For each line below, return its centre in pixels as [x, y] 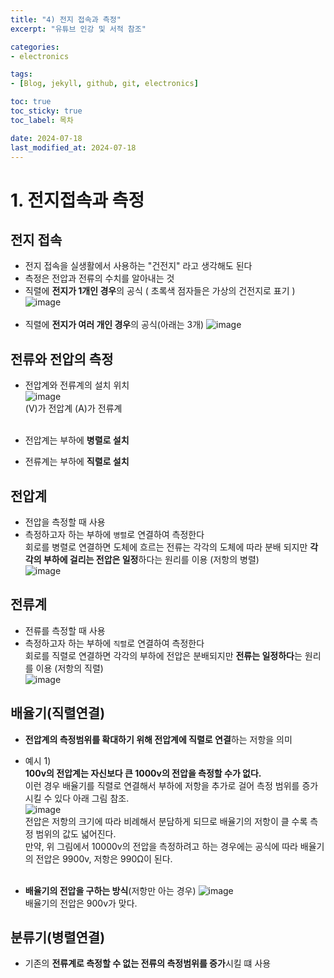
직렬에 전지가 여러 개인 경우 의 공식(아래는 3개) [114, 325]
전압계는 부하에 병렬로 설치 [77, 440]
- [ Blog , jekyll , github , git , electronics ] [104, 84]
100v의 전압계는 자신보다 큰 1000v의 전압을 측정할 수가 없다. [143, 773]
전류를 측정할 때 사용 [65, 630]
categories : [35, 47]
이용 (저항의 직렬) [69, 668]
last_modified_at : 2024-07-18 [73, 147]
